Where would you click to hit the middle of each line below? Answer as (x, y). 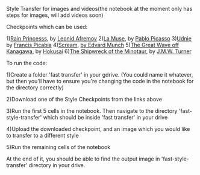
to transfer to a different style (43, 135)
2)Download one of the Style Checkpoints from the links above (84, 99)
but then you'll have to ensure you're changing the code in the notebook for (100, 81)
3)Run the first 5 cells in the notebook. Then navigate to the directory (92, 111)
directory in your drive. (57, 165)
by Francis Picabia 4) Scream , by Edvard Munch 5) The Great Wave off (93, 45)
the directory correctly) (35, 87)
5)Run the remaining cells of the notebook (58, 147)
